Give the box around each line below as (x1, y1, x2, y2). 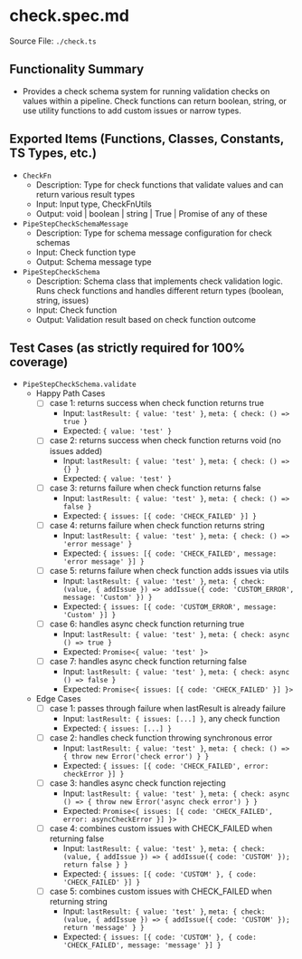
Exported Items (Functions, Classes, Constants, (9, 131, 285, 147)
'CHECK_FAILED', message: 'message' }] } (62, 941, 222, 950)
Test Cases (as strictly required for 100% (9, 340, 246, 355)
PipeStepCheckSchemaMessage (22, 219, 128, 228)
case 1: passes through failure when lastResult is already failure (49, 702, 287, 713)
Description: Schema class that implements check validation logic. (35, 276, 283, 286)
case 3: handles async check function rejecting (49, 777, 226, 789)
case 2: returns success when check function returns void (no (49, 435, 282, 446)
